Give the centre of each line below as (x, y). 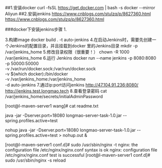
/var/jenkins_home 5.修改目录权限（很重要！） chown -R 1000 (67, 52)
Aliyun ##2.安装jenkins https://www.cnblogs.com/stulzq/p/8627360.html (78, 14)
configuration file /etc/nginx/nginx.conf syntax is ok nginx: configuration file (81, 150)
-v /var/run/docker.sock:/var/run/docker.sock (50, 69)
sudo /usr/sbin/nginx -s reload (36, 160)
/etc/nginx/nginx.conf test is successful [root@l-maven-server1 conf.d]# (78, 155)
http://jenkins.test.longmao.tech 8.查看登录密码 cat (56, 91)
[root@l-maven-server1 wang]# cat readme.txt (52, 106)
